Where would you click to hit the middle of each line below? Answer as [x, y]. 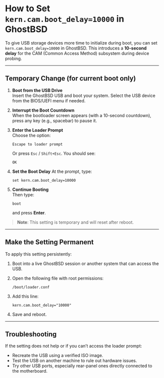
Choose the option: [31, 135]
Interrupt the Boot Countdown [43, 110]
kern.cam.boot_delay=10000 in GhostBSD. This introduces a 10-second [76, 48]
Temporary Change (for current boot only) [71, 79]
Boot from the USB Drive [37, 90]
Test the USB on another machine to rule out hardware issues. [75, 361]
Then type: [23, 194]
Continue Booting [30, 189]
